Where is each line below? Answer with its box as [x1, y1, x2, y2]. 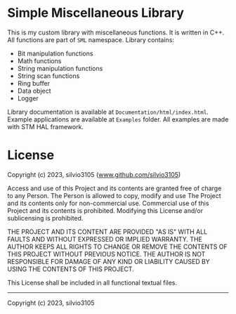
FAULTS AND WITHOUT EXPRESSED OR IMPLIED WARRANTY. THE [7, 235, 202, 243]
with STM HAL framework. [7, 122, 84, 131]
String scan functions [17, 72, 80, 80]
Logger [17, 93, 39, 103]
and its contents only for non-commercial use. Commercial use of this [7, 199, 209, 207]
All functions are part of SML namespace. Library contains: [7, 35, 174, 44]
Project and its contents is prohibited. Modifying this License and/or [7, 206, 204, 215]
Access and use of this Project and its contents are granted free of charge [7, 184, 222, 192]
